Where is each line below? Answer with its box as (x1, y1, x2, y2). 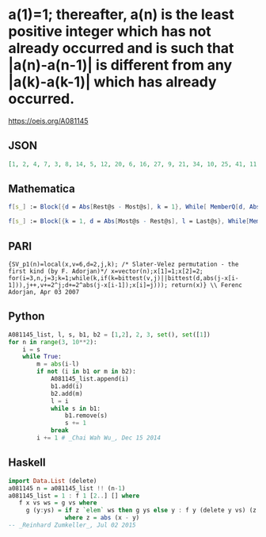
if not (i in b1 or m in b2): (36, 367, 136, 376)
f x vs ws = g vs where (18, 499, 97, 507)
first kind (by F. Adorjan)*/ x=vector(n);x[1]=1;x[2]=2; (8, 267, 203, 275)
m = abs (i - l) (36, 360, 80, 368)
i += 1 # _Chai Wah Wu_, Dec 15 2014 (36, 434, 161, 442)
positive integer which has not (8, 22, 211, 40)
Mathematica (8, 182, 75, 196)
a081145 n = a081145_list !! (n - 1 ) (8, 484, 126, 493)
